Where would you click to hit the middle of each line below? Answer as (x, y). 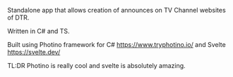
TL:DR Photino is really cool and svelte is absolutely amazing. (96, 65)
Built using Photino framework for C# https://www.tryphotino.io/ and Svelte (116, 44)
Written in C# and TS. (38, 31)
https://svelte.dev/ (34, 52)
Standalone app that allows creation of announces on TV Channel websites (116, 10)
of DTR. (18, 17)
